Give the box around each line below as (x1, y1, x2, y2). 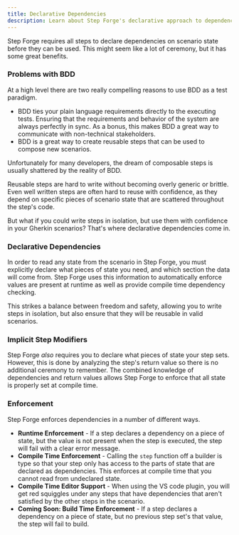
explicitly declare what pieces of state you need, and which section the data (7, 265, 230, 274)
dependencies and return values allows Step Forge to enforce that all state (7, 374, 226, 382)
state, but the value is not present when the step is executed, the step (17, 436, 223, 445)
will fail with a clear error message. (17, 444, 121, 452)
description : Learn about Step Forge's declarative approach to (7, 17, 202, 24)
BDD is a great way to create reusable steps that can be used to (17, 137, 205, 146)
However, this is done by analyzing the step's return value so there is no (7, 359, 219, 367)
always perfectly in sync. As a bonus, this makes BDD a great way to (17, 122, 219, 130)
